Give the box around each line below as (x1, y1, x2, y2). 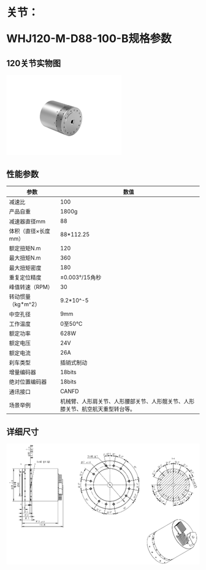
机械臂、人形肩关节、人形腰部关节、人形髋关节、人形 (60, 397, 195, 405)
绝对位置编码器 (9, 378, 47, 385)
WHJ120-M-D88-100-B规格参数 (6, 32, 172, 46)
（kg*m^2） (9, 301, 40, 308)
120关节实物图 (6, 58, 61, 68)
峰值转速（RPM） (9, 283, 53, 291)
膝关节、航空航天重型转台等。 (60, 405, 136, 412)
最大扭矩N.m (9, 254, 41, 261)
